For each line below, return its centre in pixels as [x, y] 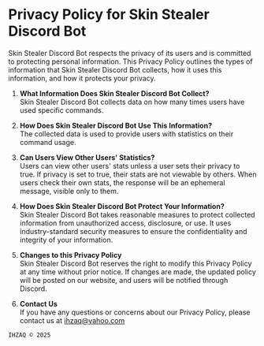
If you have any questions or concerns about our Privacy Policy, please [135, 312]
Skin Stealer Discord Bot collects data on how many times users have [132, 102]
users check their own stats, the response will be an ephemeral [123, 182]
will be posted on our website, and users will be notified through [124, 280]
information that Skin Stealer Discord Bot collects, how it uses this [115, 69]
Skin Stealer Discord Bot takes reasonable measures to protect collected [137, 214]
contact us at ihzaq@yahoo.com [72, 320]
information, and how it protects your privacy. [82, 78]
